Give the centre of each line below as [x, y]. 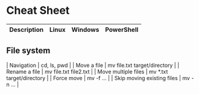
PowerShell [122, 30]
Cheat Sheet [38, 11]
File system [28, 51]
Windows [85, 30]
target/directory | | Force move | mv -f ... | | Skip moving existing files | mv [98, 78]
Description [27, 30]
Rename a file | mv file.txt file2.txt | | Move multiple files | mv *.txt [87, 71]
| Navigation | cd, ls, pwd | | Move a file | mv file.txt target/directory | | [93, 65]
